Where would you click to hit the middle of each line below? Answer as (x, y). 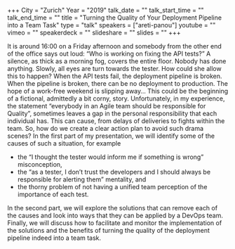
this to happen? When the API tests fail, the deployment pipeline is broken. (115, 76)
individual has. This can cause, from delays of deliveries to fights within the (116, 121)
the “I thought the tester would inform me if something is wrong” (110, 157)
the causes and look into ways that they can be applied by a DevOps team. (115, 215)
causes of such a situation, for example (64, 143)
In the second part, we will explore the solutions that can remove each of (113, 208)
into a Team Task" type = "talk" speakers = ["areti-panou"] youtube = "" (112, 25)
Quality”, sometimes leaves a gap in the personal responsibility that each (112, 113)
